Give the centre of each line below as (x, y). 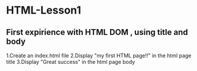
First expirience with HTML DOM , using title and (97, 32)
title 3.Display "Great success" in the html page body (71, 62)
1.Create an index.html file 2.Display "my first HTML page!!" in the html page (99, 56)
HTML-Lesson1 (44, 10)
